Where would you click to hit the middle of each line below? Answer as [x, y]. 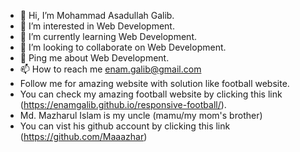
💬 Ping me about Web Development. [94, 58]
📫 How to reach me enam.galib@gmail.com [110, 69]
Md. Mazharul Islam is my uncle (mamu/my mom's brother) [141, 115]
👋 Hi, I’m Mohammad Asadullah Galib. [97, 15]
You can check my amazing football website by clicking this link [151, 94]
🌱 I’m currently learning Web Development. [108, 36]
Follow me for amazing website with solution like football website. [154, 83]
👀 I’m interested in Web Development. [97, 26]
